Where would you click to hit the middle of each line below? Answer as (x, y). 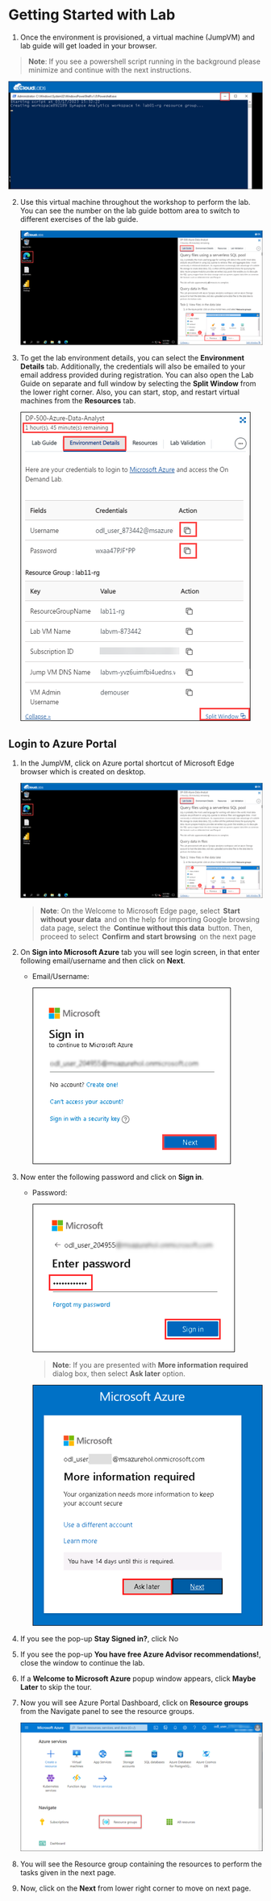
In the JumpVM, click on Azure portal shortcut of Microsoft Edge (127, 763)
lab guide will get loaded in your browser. (88, 45)
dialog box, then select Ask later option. (119, 1374)
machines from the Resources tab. (78, 401)
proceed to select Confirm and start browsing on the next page (148, 936)
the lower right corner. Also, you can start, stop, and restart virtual (130, 392)
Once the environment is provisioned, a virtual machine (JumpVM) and (138, 37)
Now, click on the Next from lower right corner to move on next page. (135, 1888)
